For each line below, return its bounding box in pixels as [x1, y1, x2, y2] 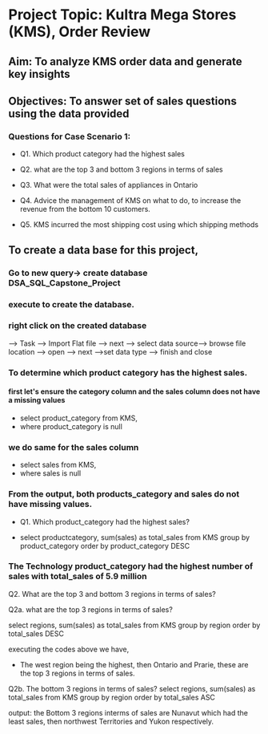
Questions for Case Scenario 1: [8, 131, 130, 142]
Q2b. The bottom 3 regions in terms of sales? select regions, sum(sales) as [8, 683, 256, 693]
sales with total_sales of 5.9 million [8, 571, 147, 582]
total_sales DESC [8, 628, 64, 639]
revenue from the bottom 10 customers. [19, 205, 150, 214]
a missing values [8, 395, 66, 405]
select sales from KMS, [19, 460, 97, 470]
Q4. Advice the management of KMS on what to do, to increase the [19, 196, 242, 205]
